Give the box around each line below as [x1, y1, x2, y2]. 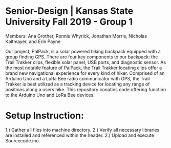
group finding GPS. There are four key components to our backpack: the [5, 54, 158, 60]
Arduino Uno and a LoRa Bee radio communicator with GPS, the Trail [5, 75, 150, 81]
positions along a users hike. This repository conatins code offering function [5, 86, 166, 92]
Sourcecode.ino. [5, 137, 40, 143]
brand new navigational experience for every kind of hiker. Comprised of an [5, 70, 165, 76]
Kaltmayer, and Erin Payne [5, 38, 61, 45]
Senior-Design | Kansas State [5, 5, 134, 17]
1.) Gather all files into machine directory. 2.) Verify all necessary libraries [5, 126, 160, 133]
